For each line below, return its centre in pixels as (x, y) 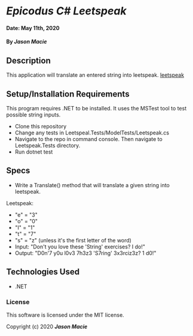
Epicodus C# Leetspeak (66, 11)
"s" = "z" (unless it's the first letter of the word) (73, 240)
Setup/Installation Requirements (68, 94)
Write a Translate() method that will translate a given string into (92, 185)
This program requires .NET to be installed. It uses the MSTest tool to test (96, 108)
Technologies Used (43, 272)
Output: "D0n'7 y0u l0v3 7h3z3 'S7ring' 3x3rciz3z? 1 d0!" (85, 253)
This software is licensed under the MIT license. (65, 315)
